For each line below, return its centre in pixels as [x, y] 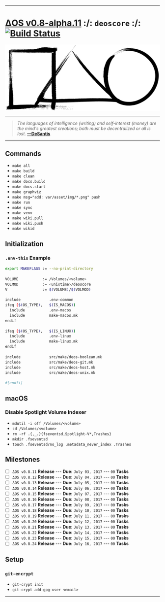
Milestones [23, 459]
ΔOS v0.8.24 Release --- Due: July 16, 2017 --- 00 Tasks [70, 544]
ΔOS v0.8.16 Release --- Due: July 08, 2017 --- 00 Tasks [70, 499]
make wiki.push [28, 224]
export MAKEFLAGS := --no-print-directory [49, 269]
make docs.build [29, 182]
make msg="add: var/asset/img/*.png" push [56, 198]
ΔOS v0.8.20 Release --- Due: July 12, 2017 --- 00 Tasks [70, 521]
